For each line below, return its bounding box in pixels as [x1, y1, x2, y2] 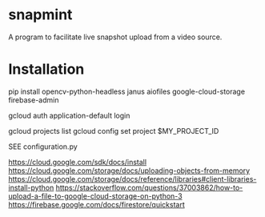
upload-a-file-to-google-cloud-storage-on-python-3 [8, 191, 183, 201]
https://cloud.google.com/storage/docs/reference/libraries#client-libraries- [8, 174, 257, 183]
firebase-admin [8, 94, 59, 105]
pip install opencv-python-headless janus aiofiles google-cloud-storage [8, 86, 246, 96]
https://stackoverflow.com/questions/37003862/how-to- [55, 183, 243, 192]
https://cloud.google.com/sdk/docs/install [8, 157, 147, 167]
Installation [8, 60, 85, 78]
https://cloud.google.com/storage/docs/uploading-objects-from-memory [8, 166, 251, 175]
